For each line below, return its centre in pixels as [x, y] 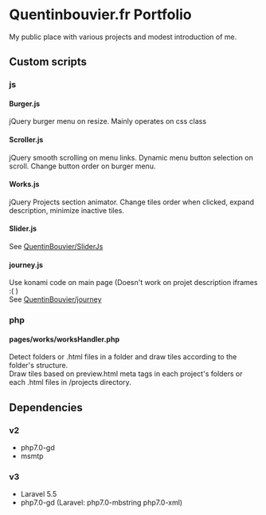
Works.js [24, 184]
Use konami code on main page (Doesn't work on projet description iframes [133, 283]
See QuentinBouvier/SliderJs [56, 247]
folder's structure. [39, 366]
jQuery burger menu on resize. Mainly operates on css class [108, 121]
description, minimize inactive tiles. [66, 210]
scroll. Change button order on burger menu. [82, 166]
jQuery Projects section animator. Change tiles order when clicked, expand [131, 202]
